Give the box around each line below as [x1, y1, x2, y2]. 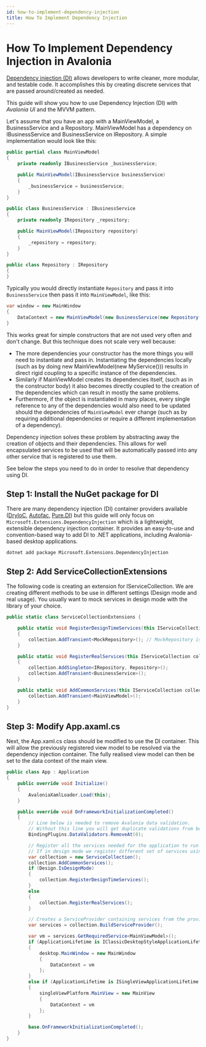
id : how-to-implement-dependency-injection [6, 9, 120, 15]
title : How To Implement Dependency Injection [6, 15, 128, 21]
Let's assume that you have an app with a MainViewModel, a [6, 118, 159, 125]
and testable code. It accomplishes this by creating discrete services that [6, 81, 191, 88]
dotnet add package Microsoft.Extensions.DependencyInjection [6, 550, 169, 556]
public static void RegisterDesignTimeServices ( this [17, 625, 155, 632]
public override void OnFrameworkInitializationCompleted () [17, 808, 174, 815]
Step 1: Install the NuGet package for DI [6, 489, 159, 499]
